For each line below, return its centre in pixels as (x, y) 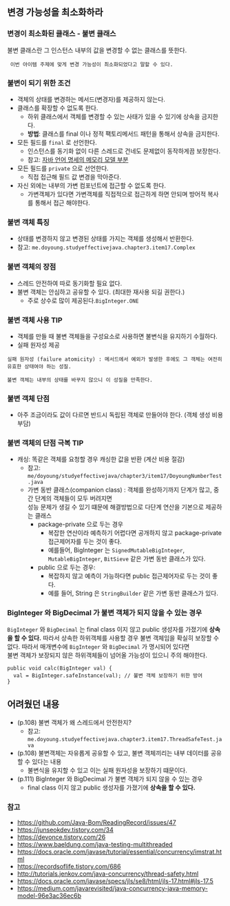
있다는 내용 (47, 761)
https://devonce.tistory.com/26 (61, 837)
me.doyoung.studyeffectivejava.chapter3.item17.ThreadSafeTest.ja (125, 739)
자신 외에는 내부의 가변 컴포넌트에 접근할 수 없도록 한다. (92, 185)
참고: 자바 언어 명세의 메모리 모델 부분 (78, 159)
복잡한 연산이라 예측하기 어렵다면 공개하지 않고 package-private (135, 533)
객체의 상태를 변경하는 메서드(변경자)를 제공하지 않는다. (91, 99)
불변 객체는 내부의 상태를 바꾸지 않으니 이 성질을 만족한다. (80, 380)
